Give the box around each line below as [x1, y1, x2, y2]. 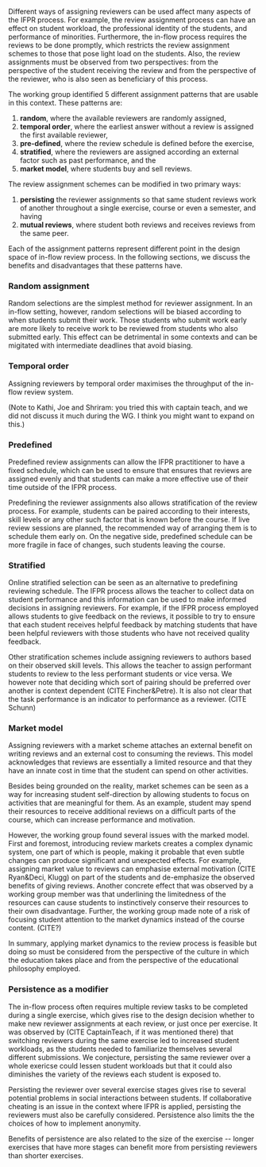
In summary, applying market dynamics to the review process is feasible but [8, 938, 257, 948]
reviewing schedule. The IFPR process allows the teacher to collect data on [8, 587, 255, 596]
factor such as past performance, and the [19, 156, 156, 165]
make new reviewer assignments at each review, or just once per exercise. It [8, 1019, 258, 1028]
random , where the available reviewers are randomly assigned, [19, 114, 226, 122]
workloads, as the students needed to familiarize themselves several [8, 1044, 233, 1053]
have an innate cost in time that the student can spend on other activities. [8, 766, 249, 776]
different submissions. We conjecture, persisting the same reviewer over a [8, 1052, 252, 1062]
